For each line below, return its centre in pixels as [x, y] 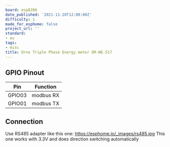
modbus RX [46, 95]
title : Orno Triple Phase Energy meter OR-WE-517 [59, 52]
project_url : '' [22, 29]
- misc [12, 47]
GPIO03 [17, 95]
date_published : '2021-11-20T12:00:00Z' [49, 15]
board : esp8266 [21, 10]
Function [46, 87]
